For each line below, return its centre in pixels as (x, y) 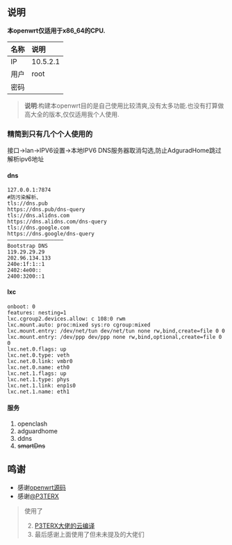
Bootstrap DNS (28, 246)
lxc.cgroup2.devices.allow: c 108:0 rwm (67, 319)
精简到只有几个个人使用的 (50, 134)
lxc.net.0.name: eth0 (39, 367)
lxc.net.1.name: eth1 (39, 392)
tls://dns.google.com (39, 228)
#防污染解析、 (24, 198)
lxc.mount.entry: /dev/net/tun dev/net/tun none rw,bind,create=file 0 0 (116, 331)
